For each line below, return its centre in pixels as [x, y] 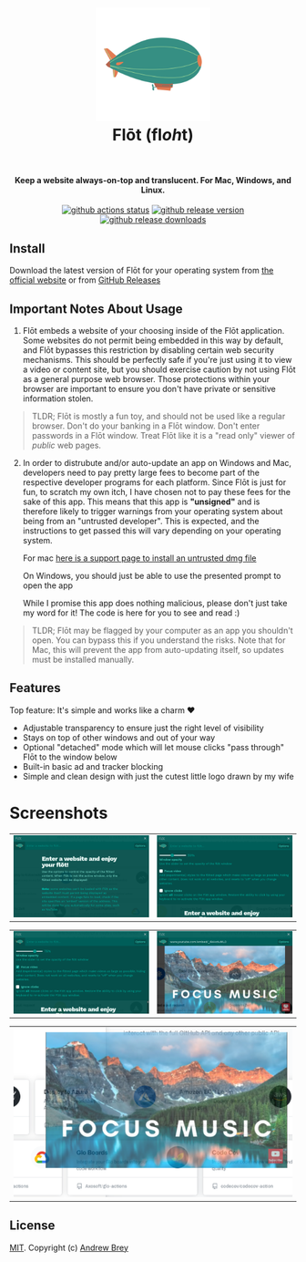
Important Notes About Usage [97, 309]
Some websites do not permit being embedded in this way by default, [153, 341]
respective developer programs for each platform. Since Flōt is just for [154, 482]
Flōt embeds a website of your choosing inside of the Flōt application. [153, 331]
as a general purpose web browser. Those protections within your [146, 379]
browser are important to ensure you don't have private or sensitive [149, 389]
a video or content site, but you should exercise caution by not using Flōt [159, 369]
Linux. [153, 190]
